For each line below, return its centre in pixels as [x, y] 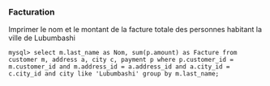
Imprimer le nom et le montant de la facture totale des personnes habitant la [135, 30]
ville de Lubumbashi [42, 38]
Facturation [32, 12]
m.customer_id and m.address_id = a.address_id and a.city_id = [119, 67]
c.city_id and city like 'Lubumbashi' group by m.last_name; [114, 74]
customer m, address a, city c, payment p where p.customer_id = [121, 60]
